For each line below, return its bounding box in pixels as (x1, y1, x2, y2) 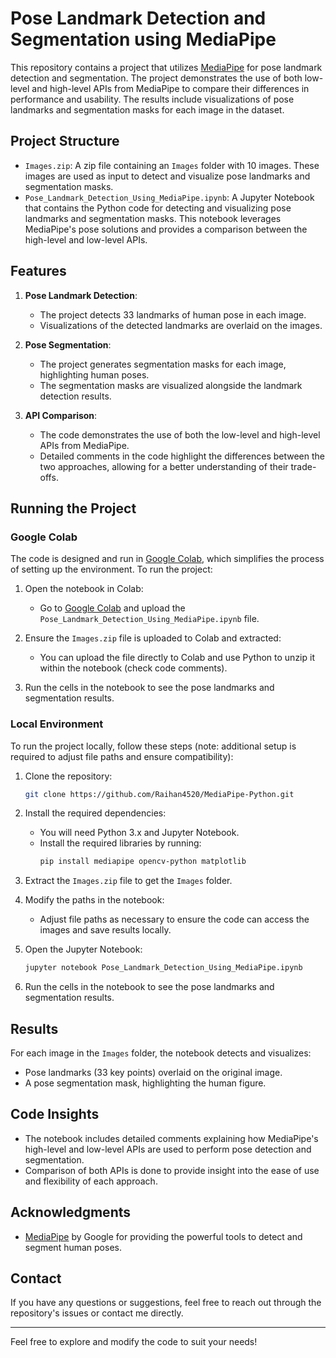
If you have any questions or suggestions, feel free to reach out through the (10, 1297, 322, 1309)
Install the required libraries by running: (39, 837, 202, 849)
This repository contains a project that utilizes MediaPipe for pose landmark (10, 61, 323, 73)
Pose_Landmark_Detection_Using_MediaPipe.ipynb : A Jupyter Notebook (24, 191, 315, 203)
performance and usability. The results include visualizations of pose (10, 93, 295, 105)
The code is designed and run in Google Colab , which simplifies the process (10, 553, 325, 565)
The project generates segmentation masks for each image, (39, 358, 287, 370)
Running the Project (10, 500, 137, 517)
